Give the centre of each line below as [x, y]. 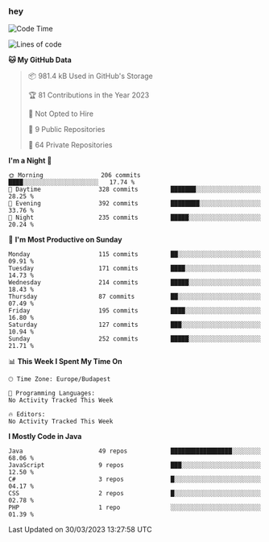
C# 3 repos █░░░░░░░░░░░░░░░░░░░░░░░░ [135, 480]
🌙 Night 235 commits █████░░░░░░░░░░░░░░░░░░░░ [135, 218]
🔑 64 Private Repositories [70, 145]
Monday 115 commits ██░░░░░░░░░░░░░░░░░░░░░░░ [135, 254]
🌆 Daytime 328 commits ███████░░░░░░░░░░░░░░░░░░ [135, 190]
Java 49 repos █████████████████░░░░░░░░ [135, 451]
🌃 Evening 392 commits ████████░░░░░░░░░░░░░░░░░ [135, 204]
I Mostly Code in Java [45, 436]
